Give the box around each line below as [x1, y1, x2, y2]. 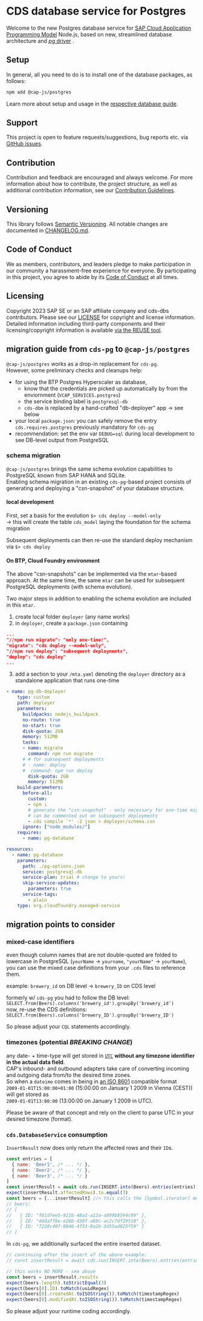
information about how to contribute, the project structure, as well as [6, 180, 177, 187]
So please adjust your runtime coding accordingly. [6, 1308, 132, 1315]
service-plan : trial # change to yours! [22, 875, 126, 881]
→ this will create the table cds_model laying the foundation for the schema [6, 519, 192, 525]
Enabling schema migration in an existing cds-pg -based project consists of [6, 478, 192, 485]
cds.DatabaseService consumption [6, 1130, 108, 1138]
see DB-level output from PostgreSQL [14, 436, 109, 443]
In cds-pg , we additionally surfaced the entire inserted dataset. [6, 1240, 161, 1248]
